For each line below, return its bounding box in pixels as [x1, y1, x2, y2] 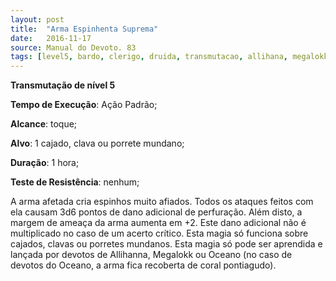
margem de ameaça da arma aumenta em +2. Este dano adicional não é [10, 217, 307, 229]
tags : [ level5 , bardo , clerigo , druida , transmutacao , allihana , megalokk [10, 52, 329, 62]
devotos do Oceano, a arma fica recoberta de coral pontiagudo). [10, 259, 277, 271]
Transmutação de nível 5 [10, 79, 116, 91]
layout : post [10, 14, 65, 25]
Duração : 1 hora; [10, 157, 80, 169]
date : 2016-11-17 [10, 33, 92, 43]
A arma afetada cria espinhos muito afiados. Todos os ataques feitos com [10, 196, 314, 208]
